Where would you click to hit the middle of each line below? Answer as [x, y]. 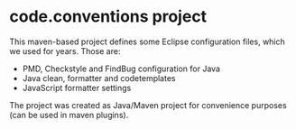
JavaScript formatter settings [77, 88]
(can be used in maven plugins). [69, 115]
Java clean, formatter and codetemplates [99, 78]
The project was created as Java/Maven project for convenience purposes [148, 105]
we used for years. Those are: [65, 51]
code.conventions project [108, 17]
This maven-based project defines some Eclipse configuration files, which [148, 41]
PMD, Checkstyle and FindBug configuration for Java [121, 69]
